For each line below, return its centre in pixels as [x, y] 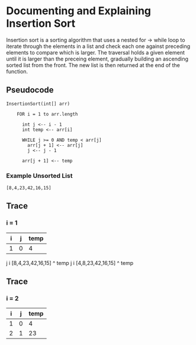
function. [17, 71]
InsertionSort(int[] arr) [38, 104]
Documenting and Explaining [79, 11]
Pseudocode [30, 90]
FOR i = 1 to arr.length [47, 114]
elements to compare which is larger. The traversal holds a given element [96, 52]
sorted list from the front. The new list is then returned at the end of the [93, 65]
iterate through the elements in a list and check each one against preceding [98, 46]
